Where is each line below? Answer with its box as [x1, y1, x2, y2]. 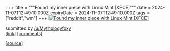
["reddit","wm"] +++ [5, 15, 47, 21]
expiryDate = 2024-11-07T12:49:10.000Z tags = [50, 10, 150, 16]
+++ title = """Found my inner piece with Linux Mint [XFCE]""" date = [5, 5, 151, 10]
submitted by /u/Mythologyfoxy [5, 25, 71, 31]
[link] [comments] [5, 31, 43, 36]
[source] [5, 40, 23, 46]
